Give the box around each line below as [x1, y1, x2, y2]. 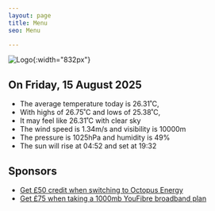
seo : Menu [8, 26, 41, 34]
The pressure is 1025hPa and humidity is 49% [19, 132, 171, 143]
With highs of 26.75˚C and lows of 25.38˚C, [19, 108, 161, 117]
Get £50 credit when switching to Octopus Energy [19, 186, 184, 194]
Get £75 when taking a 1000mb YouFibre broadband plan [19, 194, 207, 203]
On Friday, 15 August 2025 [8, 78, 143, 91]
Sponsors [8, 164, 57, 178]
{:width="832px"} [33, 55, 91, 64]
